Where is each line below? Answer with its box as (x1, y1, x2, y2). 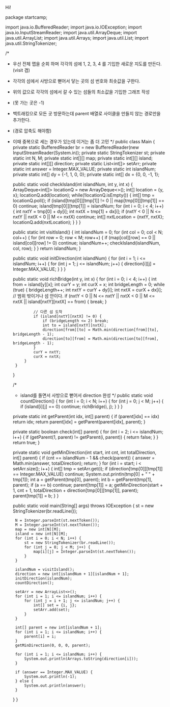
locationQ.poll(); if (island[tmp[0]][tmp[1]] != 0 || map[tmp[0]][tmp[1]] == (12, 197, 164, 204)
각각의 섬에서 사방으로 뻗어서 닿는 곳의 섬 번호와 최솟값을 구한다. (12, 78, 140, 84)
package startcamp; (5, 14, 47, 20)
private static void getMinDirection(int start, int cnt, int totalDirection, (12, 449, 157, 456)
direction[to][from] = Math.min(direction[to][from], (42, 336, 159, 341)
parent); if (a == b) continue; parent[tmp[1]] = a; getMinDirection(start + (12, 482, 163, 488)
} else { (15, 678, 34, 684)
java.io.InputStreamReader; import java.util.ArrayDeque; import (5, 30, 137, 35)
